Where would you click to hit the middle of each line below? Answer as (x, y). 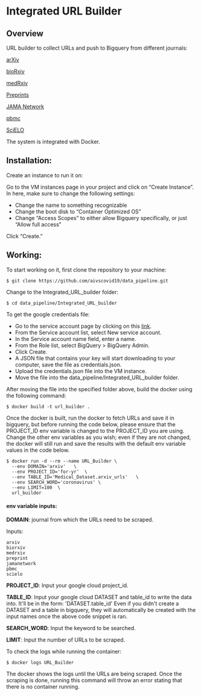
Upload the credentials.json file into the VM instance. (80, 371)
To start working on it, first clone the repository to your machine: (87, 270)
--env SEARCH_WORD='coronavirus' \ (56, 482)
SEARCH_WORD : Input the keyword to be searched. (71, 628)
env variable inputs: (32, 506)
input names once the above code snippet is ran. (67, 616)
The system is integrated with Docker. (53, 141)
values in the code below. (38, 450)
